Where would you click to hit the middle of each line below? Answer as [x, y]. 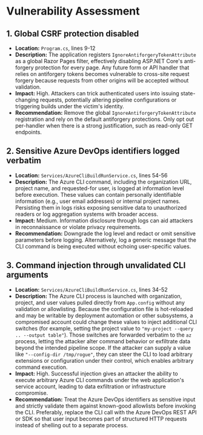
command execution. [41, 367]
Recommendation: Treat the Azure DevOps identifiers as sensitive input [105, 399]
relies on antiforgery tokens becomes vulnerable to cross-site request [102, 74]
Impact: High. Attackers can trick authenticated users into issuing [97, 93]
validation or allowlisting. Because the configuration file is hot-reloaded [104, 309]
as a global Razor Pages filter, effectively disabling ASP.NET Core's [99, 61]
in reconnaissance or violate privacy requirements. [78, 227]
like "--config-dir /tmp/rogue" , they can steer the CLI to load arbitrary [104, 354]
